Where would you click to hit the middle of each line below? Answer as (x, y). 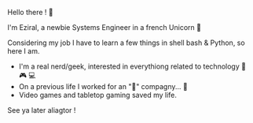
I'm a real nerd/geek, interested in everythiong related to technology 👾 (132, 66)
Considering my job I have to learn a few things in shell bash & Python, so (126, 43)
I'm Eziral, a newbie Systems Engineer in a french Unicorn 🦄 (104, 27)
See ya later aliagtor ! (42, 110)
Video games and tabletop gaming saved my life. (98, 95)
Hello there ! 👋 (30, 12)
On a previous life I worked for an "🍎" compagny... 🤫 (103, 86)
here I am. (24, 51)
